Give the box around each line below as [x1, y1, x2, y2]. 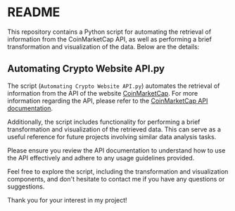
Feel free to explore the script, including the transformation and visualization [7, 167, 229, 176]
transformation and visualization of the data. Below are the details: [7, 42, 200, 51]
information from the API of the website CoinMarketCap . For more [7, 89, 198, 97]
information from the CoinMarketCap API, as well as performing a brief [7, 34, 212, 43]
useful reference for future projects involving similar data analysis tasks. [7, 132, 217, 141]
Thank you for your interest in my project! [7, 196, 128, 204]
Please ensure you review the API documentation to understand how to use [7, 146, 226, 155]
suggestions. [7, 182, 45, 191]
